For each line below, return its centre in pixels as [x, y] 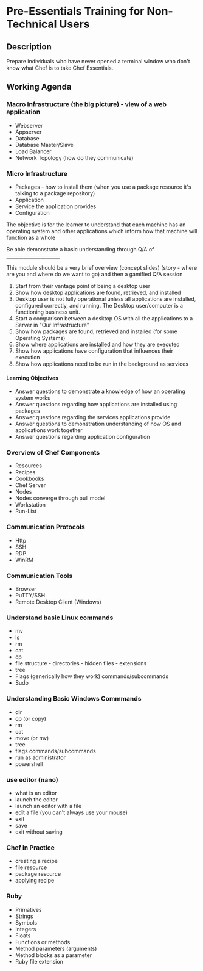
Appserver [28, 132]
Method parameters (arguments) [56, 948]
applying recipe [35, 881]
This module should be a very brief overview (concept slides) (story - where [102, 267]
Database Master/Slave [44, 145]
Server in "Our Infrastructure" [52, 325]
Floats [23, 936]
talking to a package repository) [55, 193]
